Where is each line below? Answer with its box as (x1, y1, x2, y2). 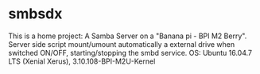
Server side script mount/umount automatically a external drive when (8, 39, 235, 49)
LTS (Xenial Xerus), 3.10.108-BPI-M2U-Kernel (8, 56, 156, 66)
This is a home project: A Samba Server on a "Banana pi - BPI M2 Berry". (8, 31, 247, 41)
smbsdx (8, 5, 63, 23)
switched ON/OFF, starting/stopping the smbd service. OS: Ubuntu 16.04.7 (8, 48, 253, 57)
